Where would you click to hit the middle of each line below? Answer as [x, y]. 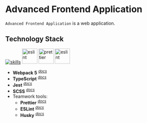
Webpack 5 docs [30, 72]
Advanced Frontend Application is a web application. [60, 23]
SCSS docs [24, 91]
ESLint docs [32, 108]
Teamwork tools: [30, 96]
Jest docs [22, 84]
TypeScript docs [29, 78]
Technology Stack [34, 39]
